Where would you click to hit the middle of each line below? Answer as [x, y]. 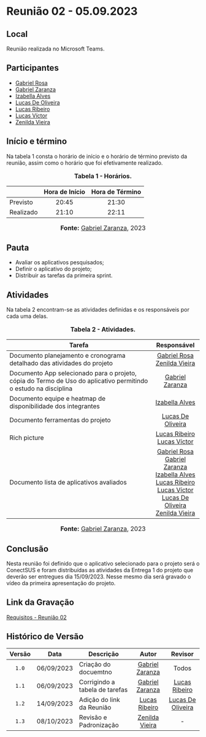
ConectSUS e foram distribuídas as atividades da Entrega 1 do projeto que [100, 570]
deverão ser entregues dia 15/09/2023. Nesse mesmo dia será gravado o [99, 577]
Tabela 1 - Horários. [103, 176]
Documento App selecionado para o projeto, [73, 373]
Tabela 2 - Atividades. [103, 329]
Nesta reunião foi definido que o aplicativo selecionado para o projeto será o [103, 564]
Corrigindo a [97, 682]
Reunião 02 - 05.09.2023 [72, 11]
